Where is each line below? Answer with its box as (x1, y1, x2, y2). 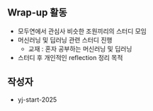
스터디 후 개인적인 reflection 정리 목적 (17, 53, 123, 62)
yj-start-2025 (17, 95, 57, 104)
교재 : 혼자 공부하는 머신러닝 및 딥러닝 (28, 45, 132, 53)
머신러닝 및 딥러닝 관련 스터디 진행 (17, 35, 113, 44)
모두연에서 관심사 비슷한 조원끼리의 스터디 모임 (17, 27, 147, 35)
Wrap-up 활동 (7, 6, 67, 19)
